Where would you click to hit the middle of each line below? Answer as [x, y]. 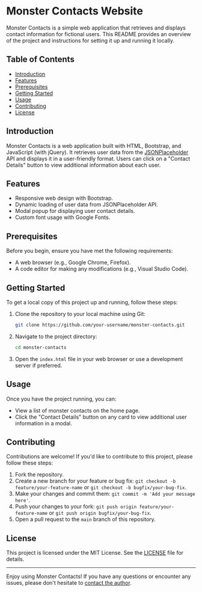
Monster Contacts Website [75, 11]
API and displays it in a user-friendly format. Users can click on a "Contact [98, 158]
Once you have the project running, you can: [61, 399]
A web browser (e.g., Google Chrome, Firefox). [73, 262]
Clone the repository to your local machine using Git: [80, 314]
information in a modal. [43, 423]
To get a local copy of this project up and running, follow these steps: [92, 302]
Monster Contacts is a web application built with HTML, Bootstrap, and [94, 146]
